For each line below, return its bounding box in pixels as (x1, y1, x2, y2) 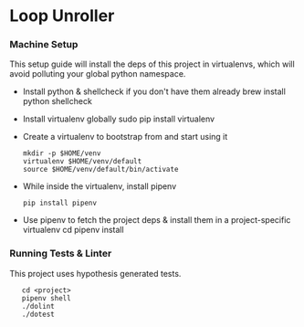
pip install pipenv (22, 198, 98, 208)
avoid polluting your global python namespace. (9, 69, 186, 79)
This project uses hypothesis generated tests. (9, 268, 182, 279)
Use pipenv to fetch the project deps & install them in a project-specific (22, 215, 291, 226)
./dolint (21, 301, 55, 311)
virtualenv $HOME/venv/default (22, 157, 142, 166)
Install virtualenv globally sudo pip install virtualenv (22, 113, 215, 124)
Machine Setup (9, 38, 79, 51)
